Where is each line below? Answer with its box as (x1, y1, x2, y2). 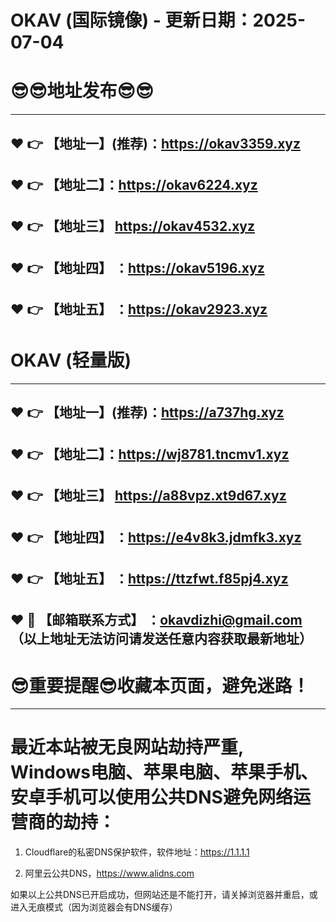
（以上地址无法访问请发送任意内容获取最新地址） (10, 631, 313, 648)
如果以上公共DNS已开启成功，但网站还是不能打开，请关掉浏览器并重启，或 (10, 889, 318, 901)
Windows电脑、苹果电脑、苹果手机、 (10, 761, 318, 784)
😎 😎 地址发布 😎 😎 (10, 80, 154, 103)
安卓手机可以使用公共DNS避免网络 (10, 786, 293, 809)
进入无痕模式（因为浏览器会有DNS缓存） (10, 901, 178, 913)
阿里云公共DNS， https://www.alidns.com (24, 867, 195, 880)
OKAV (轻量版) (10, 349, 132, 372)
